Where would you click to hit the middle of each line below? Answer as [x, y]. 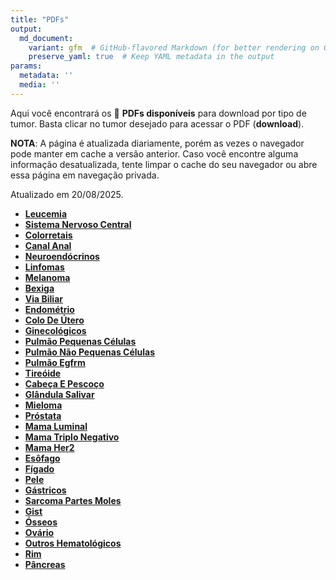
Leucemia [46, 213]
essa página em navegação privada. [85, 175]
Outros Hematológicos [73, 543]
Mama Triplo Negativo [72, 437]
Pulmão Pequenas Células [80, 341]
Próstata [43, 415]
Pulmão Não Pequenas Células [90, 352]
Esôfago [42, 458]
